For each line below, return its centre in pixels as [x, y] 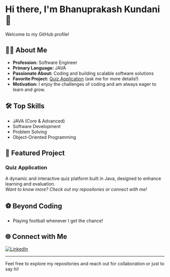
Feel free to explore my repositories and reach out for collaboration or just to [85, 263]
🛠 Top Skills [25, 106]
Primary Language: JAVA [39, 68]
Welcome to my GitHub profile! [37, 34]
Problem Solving [30, 132]
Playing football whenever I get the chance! [58, 221]
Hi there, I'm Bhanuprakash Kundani [83, 9]
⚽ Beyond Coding [34, 206]
